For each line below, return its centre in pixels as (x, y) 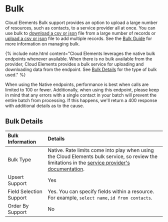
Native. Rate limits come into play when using (101, 150)
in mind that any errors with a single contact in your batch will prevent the (81, 95)
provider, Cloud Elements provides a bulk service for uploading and (74, 64)
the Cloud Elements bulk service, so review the (103, 156)
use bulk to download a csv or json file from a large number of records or (80, 33)
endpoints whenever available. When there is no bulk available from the (79, 58)
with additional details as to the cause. (44, 105)
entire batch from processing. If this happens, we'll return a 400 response (81, 100)
